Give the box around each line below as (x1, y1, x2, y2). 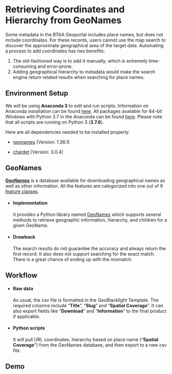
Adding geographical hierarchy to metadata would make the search (12, 68, 156, 75)
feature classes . (5, 188, 40, 194)
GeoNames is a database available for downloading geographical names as (5, 177, 165, 183)
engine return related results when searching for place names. (12, 74, 145, 80)
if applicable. (12, 313, 41, 319)
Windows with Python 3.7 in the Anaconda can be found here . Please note (5, 113, 163, 120)
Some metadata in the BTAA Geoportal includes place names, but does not (5, 31, 163, 37)
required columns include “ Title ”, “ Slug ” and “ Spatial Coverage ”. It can (12, 302, 163, 308)
